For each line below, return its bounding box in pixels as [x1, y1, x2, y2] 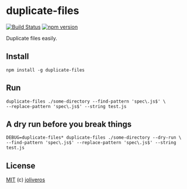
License [6, 160, 36, 170]
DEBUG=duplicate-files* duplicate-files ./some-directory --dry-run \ [6, 135, 182, 141]
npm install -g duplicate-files [6, 67, 85, 73]
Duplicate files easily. [6, 34, 57, 41]
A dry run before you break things [6, 119, 132, 129]
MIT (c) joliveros [6, 176, 46, 183]
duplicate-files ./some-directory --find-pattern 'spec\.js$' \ [6, 98, 166, 104]
